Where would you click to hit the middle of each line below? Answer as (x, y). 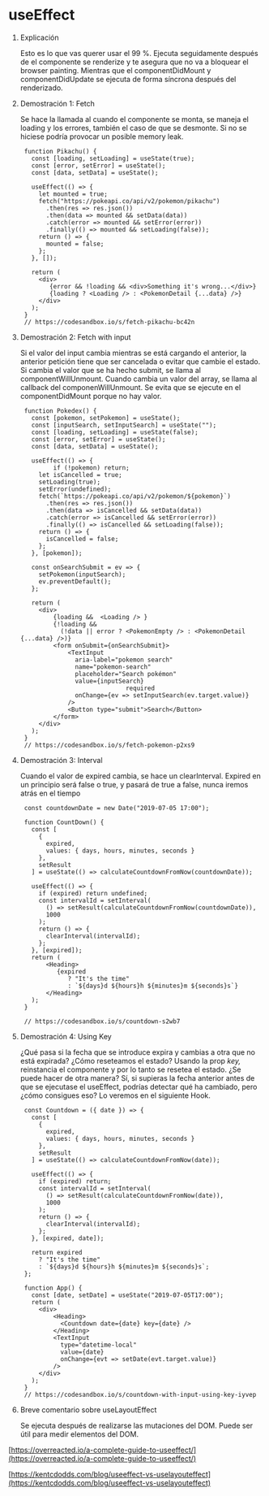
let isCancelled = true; (81, 475)
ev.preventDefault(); (75, 581)
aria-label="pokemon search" (124, 660)
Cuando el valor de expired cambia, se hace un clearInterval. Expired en (140, 776)
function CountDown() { (64, 822)
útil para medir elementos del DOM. (79, 1434)
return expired (57, 1252)
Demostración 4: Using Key (66, 1036)
